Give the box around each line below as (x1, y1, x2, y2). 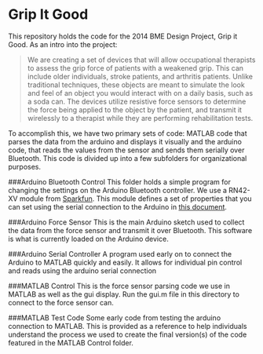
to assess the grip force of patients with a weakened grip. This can (27, 63, 244, 72)
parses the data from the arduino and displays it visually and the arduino (8, 137, 242, 146)
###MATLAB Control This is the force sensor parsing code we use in (8, 281, 230, 290)
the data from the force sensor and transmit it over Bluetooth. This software (8, 225, 253, 235)
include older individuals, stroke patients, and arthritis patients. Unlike (27, 71, 254, 81)
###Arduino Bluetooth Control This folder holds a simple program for (8, 177, 232, 186)
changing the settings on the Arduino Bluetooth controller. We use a (8, 185, 228, 195)
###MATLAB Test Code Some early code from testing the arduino (8, 312, 221, 323)
